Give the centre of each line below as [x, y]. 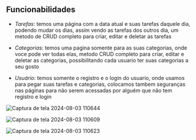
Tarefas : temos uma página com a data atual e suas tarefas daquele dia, [102, 24]
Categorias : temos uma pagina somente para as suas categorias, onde [101, 48]
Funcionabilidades [41, 10]
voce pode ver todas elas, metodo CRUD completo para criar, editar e [99, 54]
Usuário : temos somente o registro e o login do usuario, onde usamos [99, 78]
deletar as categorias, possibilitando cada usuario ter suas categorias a [102, 60]
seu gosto [27, 66]
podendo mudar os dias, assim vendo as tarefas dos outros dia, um [97, 30]
